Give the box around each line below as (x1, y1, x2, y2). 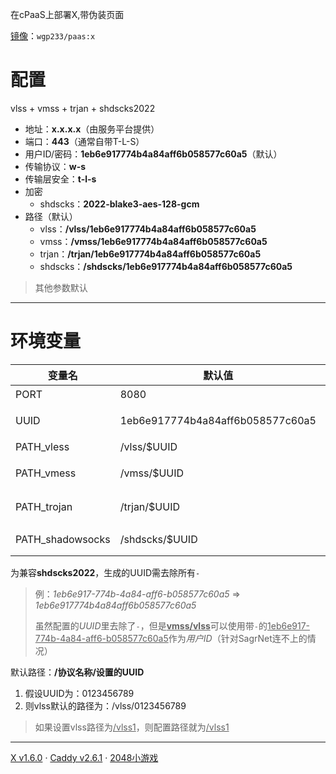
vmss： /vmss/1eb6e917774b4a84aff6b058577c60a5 (39, 235, 268, 247)
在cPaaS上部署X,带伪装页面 (10, 9, 125, 20)
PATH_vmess (15, 466, 77, 480)
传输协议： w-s (24, 160, 87, 172)
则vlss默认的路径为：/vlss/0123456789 (24, 699, 187, 712)
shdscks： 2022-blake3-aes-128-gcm (39, 198, 200, 210)
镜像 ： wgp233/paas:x (10, 30, 96, 42)
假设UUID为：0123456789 (24, 687, 135, 699)
